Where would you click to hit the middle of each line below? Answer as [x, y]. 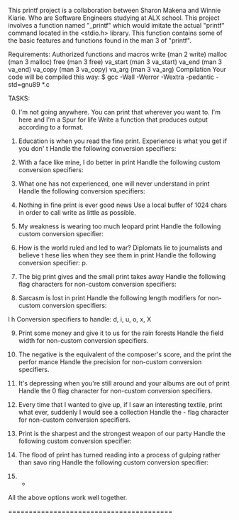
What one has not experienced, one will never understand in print [114, 184]
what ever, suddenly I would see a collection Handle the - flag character [123, 412]
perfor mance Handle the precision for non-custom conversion [110, 362]
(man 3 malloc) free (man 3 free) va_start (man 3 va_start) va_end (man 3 [115, 62]
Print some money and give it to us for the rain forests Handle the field [121, 333]
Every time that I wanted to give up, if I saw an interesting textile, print [120, 404]
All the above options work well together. [68, 498]
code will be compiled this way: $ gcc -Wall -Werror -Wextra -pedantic [111, 77]
